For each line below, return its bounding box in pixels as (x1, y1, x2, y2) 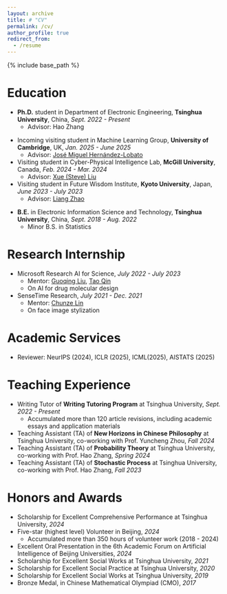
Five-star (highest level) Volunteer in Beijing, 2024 (17, 527, 160, 535)
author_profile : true (7, 29, 69, 37)
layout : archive (7, 10, 54, 17)
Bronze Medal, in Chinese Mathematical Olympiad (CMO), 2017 (17, 578, 196, 586)
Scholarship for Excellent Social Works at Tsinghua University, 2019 (17, 571, 208, 580)
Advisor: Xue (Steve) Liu (27, 172, 96, 181)
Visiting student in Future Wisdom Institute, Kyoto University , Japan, (17, 180, 213, 188)
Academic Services (7, 330, 121, 346)
